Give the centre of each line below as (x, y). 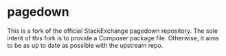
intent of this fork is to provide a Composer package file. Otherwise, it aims (113, 38)
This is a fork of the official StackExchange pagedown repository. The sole (113, 31)
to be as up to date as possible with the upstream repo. (85, 45)
